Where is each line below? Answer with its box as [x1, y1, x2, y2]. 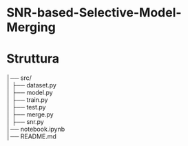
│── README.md [6, 132, 56, 140]
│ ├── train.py [6, 96, 48, 104]
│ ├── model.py [6, 88, 53, 97]
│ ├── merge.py [6, 110, 54, 118]
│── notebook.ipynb [6, 125, 65, 134]
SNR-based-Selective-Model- [6, 5, 182, 21]
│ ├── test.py [6, 103, 46, 112]
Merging [6, 19, 56, 35]
